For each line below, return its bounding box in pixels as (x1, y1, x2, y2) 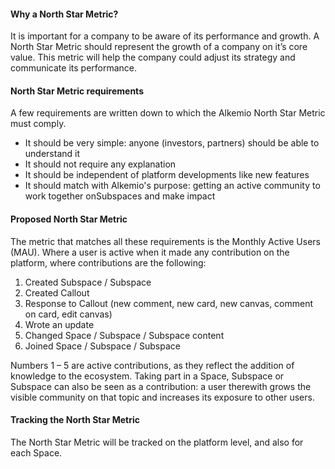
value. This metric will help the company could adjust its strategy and (10, 51, 296, 64)
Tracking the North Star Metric (10, 414, 140, 426)
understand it (24, 148, 81, 160)
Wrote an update (24, 318, 95, 330)
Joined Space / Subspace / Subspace (24, 340, 181, 352)
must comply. (10, 118, 67, 130)
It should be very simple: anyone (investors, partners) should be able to (24, 137, 320, 149)
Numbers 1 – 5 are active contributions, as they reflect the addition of (10, 359, 295, 371)
